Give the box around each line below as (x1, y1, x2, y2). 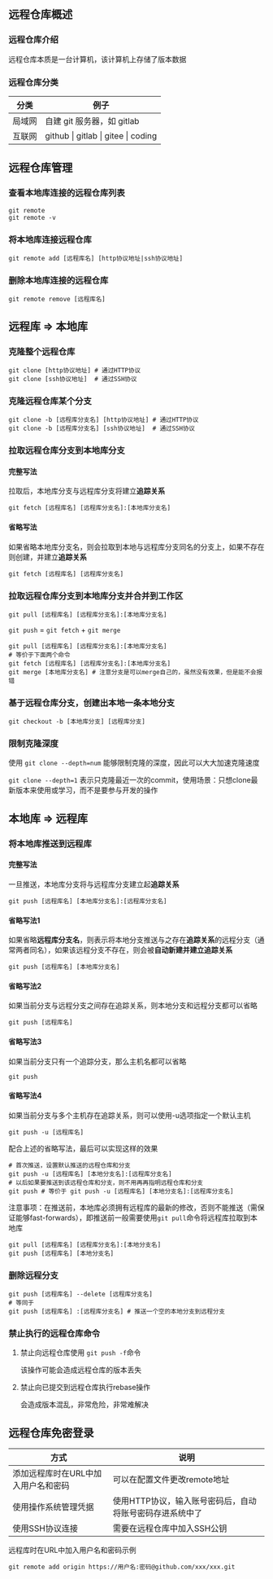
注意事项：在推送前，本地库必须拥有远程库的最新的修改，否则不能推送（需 (8, 1202, 258, 1212)
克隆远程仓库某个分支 (8, 395, 92, 406)
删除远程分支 (8, 1270, 59, 1281)
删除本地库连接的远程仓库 (8, 274, 109, 286)
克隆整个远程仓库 (8, 345, 76, 357)
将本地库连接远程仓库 (8, 234, 92, 245)
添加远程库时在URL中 (12, 1468, 94, 1480)
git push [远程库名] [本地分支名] (8, 1249, 115, 1257)
